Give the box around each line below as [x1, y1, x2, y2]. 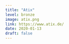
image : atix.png [5, 17, 39, 22]
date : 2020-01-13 [5, 26, 42, 31]
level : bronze [5, 12, 35, 17]
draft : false [5, 31, 33, 36]
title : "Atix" [5, 7, 35, 13]
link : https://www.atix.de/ [5, 21, 64, 27]
